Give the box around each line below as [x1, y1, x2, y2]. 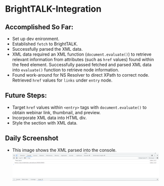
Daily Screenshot [5, 134, 59, 143]
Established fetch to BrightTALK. [12, 41, 78, 47]
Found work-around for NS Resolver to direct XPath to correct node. [12, 72, 150, 78]
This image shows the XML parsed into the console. [12, 147, 117, 153]
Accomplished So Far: [5, 23, 74, 31]
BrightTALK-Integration [5, 3, 102, 15]
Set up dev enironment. [12, 36, 60, 41]
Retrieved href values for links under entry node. [12, 77, 113, 83]
